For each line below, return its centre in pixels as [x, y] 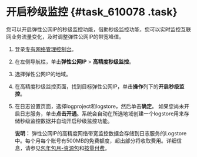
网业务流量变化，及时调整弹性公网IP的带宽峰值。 [65, 36]
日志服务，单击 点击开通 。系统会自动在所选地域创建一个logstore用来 [102, 113]
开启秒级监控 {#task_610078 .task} [92, 12]
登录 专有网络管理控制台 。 [46, 49]
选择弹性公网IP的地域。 [43, 74]
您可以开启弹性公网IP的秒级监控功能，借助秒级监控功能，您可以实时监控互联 [98, 29]
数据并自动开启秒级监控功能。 [76, 121]
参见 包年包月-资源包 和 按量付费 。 [70, 148]
